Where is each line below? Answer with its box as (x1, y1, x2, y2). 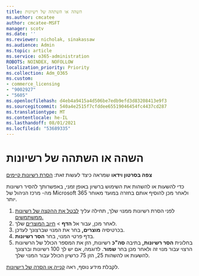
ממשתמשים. (14, 213, 44, 220)
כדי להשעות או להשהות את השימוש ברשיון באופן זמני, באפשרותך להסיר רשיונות (6, 183, 185, 190)
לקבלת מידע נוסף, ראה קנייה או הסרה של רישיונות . (6, 263, 120, 270)
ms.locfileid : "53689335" (6, 126, 71, 132)
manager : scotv (6, 25, 44, 32)
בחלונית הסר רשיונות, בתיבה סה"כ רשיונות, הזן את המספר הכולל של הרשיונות (14, 239, 193, 246)
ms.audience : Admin (6, 43, 55, 48)
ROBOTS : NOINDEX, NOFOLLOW (6, 59, 74, 65)
